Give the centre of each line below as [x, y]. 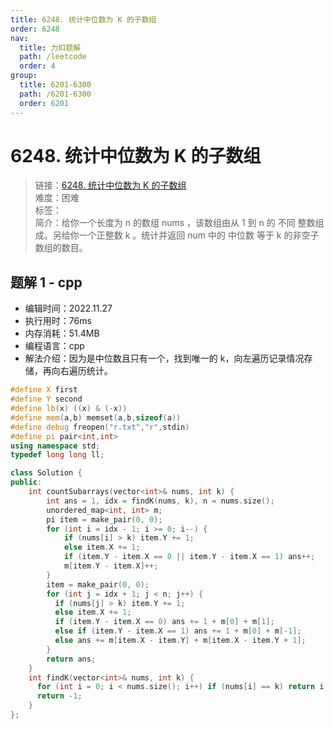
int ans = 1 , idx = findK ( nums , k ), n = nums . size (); [160, 501]
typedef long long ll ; [57, 455]
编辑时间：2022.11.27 [68, 308]
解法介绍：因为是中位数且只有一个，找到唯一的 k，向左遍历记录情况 [164, 358]
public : [26, 482]
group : [24, 76]
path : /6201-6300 [55, 94]
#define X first [44, 390]
